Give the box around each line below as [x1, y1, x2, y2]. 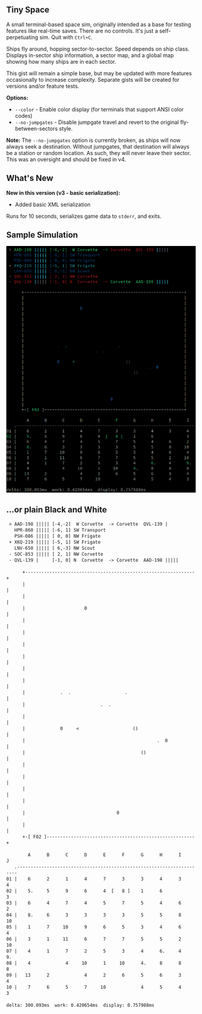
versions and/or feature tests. [6, 82, 79, 90]
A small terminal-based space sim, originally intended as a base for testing [6, 20, 191, 28]
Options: [6, 94, 29, 101]
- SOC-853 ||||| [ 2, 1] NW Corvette [8, 552, 103, 558]
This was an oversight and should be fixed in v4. [6, 156, 126, 163]
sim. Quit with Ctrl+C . [39, 33, 93, 41]
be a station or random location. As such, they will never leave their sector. [6, 149, 191, 156]
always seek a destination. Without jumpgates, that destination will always [6, 143, 189, 150]
